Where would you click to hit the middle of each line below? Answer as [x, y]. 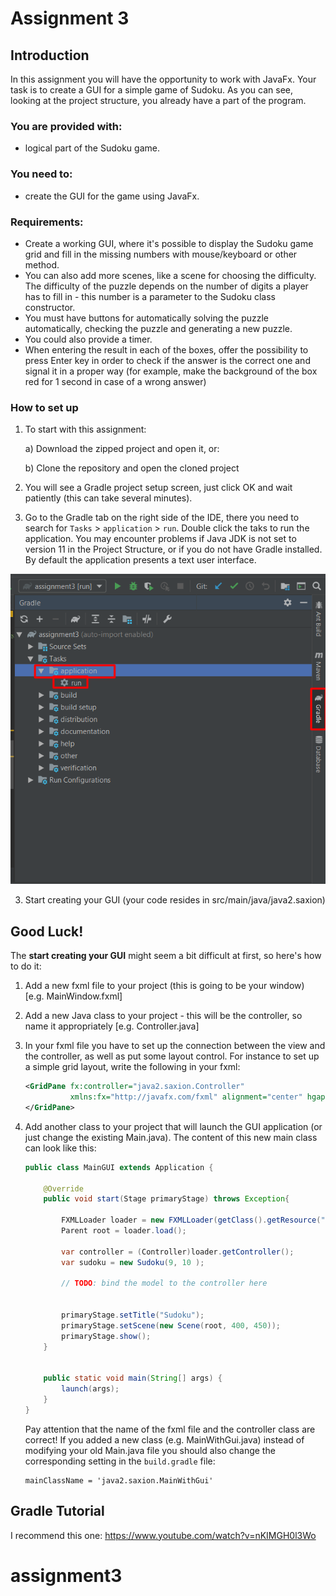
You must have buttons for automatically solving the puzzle [147, 318]
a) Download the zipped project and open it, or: [122, 449]
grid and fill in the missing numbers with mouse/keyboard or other [161, 254]
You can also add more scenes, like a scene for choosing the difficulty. [170, 275]
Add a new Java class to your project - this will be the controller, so [163, 1016]
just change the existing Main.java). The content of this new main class [171, 1137]
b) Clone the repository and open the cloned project [132, 468]
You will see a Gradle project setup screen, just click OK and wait [158, 488]
